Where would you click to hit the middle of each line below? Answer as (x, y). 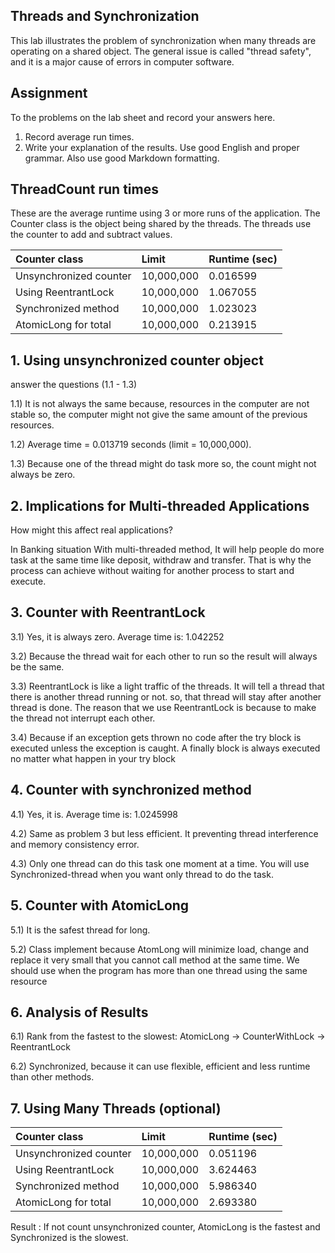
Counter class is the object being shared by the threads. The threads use (161, 224)
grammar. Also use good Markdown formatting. (122, 158)
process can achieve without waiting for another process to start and (152, 571)
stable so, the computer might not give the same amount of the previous (159, 415)
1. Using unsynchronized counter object (137, 360)
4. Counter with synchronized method (131, 790)
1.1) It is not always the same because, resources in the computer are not (160, 404)
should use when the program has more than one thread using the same (159, 970)
